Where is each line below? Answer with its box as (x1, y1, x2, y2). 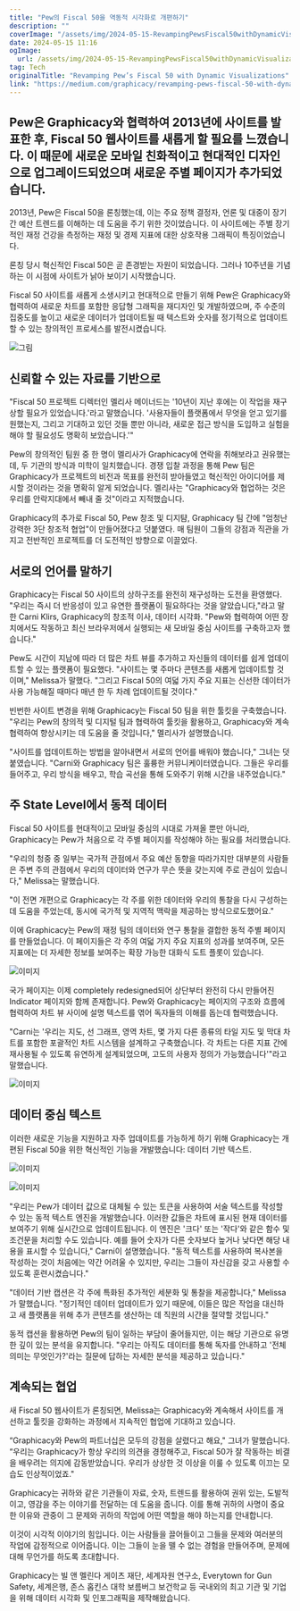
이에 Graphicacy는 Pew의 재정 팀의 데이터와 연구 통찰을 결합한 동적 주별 (9, 924, 262, 935)
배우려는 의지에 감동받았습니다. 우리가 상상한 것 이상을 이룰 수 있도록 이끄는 (18, 1457, 281, 1468)
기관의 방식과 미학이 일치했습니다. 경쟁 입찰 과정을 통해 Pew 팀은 (29, 460, 256, 471)
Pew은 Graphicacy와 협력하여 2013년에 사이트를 (9, 115, 268, 130)
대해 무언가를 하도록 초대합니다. (9, 1551, 120, 1562)
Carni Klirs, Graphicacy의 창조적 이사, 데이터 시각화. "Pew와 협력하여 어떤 (18, 611, 279, 622)
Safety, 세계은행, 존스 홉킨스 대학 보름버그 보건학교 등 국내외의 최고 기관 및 (9, 1581, 271, 1591)
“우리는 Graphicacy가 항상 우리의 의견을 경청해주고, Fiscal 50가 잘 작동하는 (9, 1446, 274, 1456)
